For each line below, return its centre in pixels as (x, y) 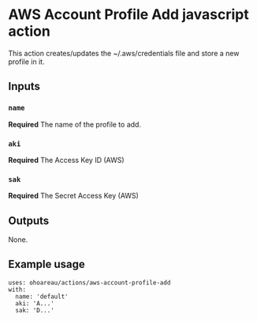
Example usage (47, 264)
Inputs (24, 87)
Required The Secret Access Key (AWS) (74, 196)
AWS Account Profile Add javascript (129, 15)
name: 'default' (42, 296)
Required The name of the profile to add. (75, 124)
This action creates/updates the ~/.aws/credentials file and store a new (124, 53)
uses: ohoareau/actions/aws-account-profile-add (89, 282)
